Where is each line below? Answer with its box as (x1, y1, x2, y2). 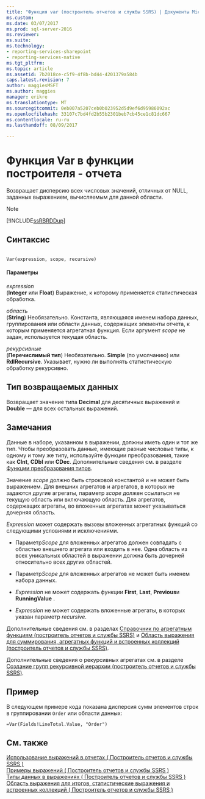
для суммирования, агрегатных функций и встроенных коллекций (6, 637, 180, 645)
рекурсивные (6, 345, 41, 352)
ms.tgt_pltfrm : (6, 60, 45, 66)
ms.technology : (6, 43, 45, 49)
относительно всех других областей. (15, 558, 112, 566)
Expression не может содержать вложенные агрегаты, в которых (15, 606, 185, 614)
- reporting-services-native (6, 54, 81, 60)
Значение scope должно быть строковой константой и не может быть (6, 476, 190, 483)
